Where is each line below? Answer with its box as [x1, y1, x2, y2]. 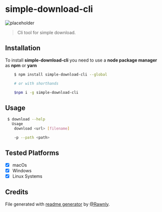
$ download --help [7, 117, 46, 122]
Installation [5, 44, 41, 53]
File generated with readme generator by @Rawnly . [5, 201, 110, 207]
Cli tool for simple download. [17, 29, 76, 35]
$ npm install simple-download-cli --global [14, 72, 108, 77]
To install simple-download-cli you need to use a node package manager [5, 57, 158, 63]
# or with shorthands [14, 81, 58, 86]
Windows [12, 167, 32, 173]
